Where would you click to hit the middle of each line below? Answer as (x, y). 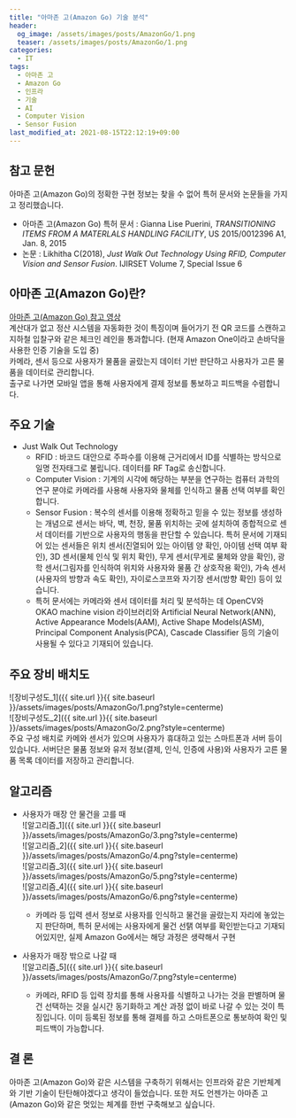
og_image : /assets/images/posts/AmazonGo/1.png (106, 34)
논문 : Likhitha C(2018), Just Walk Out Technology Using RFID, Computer (154, 253)
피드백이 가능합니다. (69, 1028)
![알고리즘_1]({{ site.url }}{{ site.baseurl (91, 825)
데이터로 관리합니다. (60, 372)
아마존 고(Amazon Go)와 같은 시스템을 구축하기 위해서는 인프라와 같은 (130, 1082)
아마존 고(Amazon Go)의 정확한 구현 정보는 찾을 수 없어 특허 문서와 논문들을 (140, 194)
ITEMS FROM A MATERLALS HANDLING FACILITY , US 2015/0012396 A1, (154, 233)
